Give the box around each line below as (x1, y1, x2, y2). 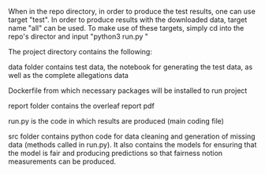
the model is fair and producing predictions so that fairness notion (8, 149, 223, 157)
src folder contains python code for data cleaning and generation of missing (8, 131, 256, 141)
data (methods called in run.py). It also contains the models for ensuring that (8, 140, 257, 149)
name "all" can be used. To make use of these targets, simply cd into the (8, 24, 244, 32)
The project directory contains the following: (8, 47, 152, 56)
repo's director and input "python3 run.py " (8, 31, 148, 41)
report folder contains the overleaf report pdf (8, 102, 155, 110)
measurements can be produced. (8, 157, 117, 166)
